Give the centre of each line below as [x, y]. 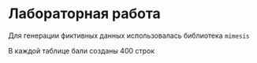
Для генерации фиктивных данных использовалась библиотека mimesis [129, 35]
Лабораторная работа [85, 14]
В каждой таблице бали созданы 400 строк [82, 50]
